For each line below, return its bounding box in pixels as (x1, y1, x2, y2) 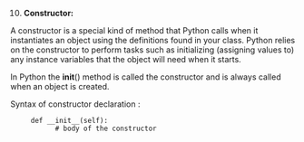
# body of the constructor (54, 124, 157, 133)
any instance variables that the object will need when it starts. (10, 54, 241, 64)
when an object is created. (10, 81, 110, 91)
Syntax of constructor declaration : (10, 99, 141, 109)
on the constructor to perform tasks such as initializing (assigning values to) (10, 44, 294, 55)
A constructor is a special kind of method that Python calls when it (10, 25, 259, 35)
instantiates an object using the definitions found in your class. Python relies (10, 35, 296, 45)
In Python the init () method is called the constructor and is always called (10, 71, 281, 82)
